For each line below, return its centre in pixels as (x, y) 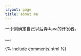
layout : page (18, 9)
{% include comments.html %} (36, 49)
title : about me (21, 14)
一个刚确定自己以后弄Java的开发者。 (42, 28)
